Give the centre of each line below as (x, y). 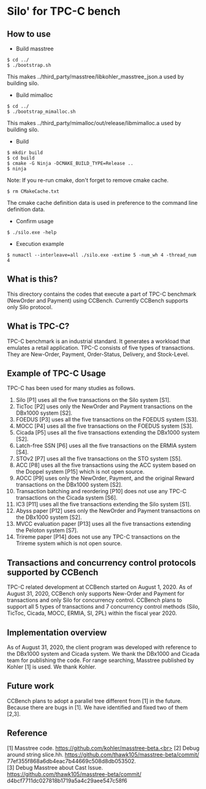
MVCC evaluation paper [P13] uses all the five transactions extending (103, 524)
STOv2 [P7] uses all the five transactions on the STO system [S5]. (99, 459)
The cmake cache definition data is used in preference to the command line (102, 203)
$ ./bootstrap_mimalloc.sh (41, 112)
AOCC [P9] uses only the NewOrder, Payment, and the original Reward (105, 478)
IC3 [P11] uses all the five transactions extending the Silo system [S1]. (103, 504)
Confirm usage (35, 221)
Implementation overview (57, 632)
